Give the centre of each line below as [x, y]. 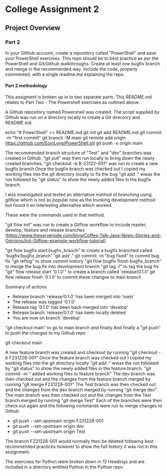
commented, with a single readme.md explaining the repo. [65, 74]
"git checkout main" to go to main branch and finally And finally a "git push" [83, 328]
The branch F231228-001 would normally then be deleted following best [79, 441]
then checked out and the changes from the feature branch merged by [78, 379]
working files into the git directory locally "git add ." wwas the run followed [82, 363]
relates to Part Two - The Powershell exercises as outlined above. [72, 102]
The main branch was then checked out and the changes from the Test [78, 395]
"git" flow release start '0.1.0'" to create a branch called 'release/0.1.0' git [80, 272]
